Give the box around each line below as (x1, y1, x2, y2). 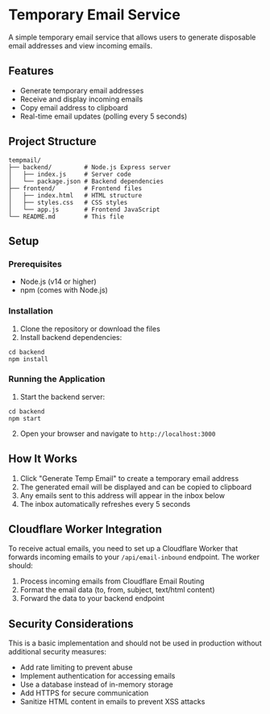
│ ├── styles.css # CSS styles (8, 198, 128, 206)
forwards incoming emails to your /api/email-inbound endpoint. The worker (8, 552, 260, 562)
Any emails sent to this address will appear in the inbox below (19, 490, 226, 500)
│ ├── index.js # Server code (8, 170, 131, 178)
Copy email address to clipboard (19, 102, 129, 112)
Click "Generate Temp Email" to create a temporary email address (19, 473, 239, 483)
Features (8, 64, 54, 78)
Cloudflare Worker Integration (8, 522, 163, 537)
